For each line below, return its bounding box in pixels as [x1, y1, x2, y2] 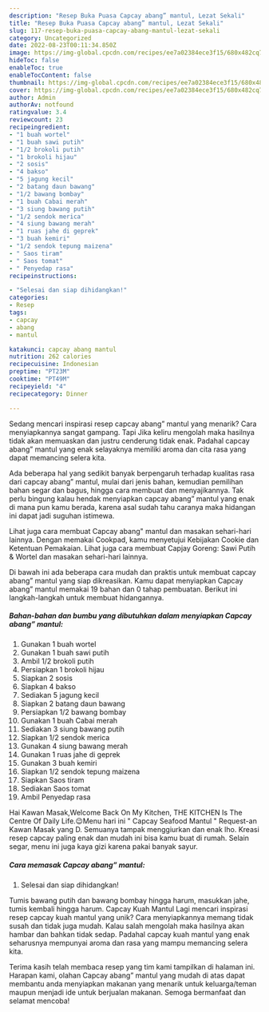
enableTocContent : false [9, 71, 92, 79]
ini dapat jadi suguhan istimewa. [9, 511, 115, 520]
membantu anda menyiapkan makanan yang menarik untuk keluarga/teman [9, 979, 257, 989]
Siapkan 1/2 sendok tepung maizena [20, 767, 140, 776]
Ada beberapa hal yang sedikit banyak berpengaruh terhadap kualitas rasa [9, 468, 255, 478]
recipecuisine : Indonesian [9, 361, 99, 369]
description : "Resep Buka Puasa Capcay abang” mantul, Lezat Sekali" [9, 11, 246, 20]
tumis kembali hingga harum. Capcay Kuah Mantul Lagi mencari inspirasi [9, 904, 248, 914]
